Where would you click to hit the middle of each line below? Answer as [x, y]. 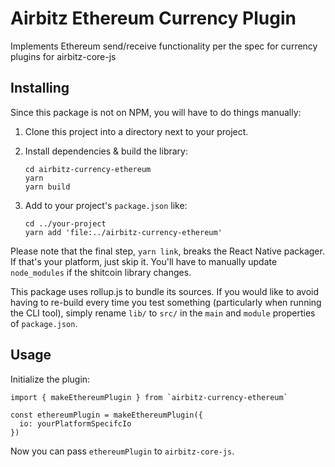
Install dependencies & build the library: [106, 151]
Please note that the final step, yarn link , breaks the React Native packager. [167, 251]
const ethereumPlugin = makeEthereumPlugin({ [106, 415]
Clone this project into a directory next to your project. [136, 131]
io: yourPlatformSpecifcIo [75, 423]
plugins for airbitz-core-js [63, 56]
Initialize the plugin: [50, 379]
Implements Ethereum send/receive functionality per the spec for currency [164, 46]
